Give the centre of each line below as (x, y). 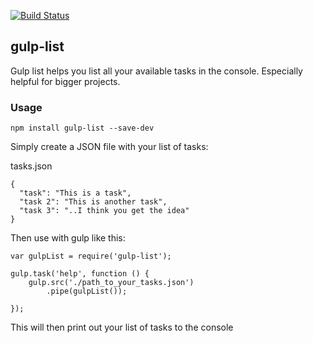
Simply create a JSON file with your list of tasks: (109, 147)
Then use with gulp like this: (68, 238)
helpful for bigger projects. (65, 81)
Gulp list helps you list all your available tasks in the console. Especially (156, 71)
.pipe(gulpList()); (87, 291)
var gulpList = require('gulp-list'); (91, 256)
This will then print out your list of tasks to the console (122, 327)
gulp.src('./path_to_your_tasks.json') (111, 283)
